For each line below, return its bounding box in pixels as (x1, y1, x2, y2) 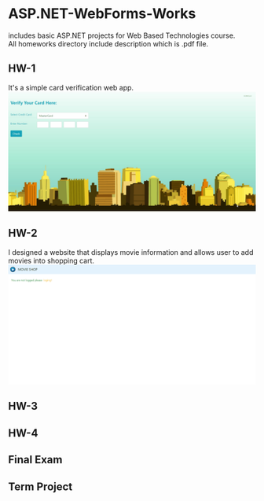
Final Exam (8, 453, 63, 466)
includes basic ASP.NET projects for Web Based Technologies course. (8, 31, 236, 40)
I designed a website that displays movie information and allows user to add (8, 247, 254, 256)
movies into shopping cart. (8, 256, 95, 265)
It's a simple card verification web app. (8, 83, 134, 92)
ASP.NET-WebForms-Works (8, 5, 196, 23)
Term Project (8, 480, 73, 493)
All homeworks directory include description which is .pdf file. (8, 39, 209, 48)
